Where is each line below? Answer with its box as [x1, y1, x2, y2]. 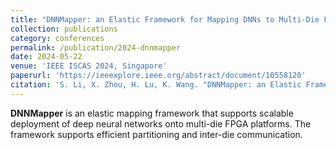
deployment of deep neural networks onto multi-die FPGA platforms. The [10, 117, 312, 130]
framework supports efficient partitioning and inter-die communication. [10, 128, 303, 140]
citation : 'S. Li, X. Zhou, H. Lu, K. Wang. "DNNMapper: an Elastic [10, 80, 302, 90]
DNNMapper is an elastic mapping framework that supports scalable [10, 107, 294, 119]
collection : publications [10, 24, 118, 34]
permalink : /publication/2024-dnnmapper [10, 42, 182, 53]
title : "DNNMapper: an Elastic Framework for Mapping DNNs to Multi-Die [10, 14, 320, 25]
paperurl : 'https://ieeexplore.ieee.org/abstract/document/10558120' [10, 71, 307, 81]
